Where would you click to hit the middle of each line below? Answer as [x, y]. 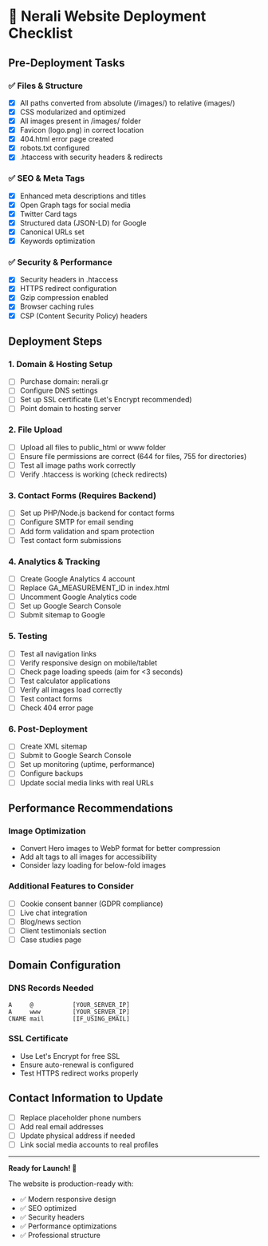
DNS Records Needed [51, 988]
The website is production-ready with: [71, 1184]
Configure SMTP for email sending [77, 522]
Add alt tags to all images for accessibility [88, 857]
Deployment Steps [55, 341]
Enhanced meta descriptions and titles [83, 196]
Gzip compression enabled [64, 298]
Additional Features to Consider [71, 886]
